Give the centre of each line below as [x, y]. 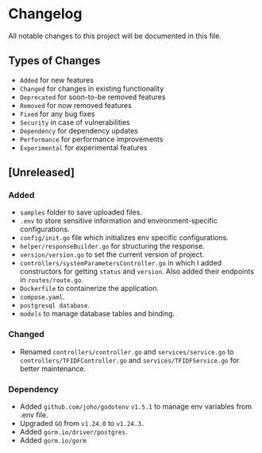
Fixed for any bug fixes [57, 114]
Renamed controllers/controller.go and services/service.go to [127, 351]
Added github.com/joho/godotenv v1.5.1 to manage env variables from [136, 407]
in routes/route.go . [51, 280]
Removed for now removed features [76, 105]
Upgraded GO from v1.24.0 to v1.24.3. [82, 424]
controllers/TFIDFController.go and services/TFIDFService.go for [129, 360]
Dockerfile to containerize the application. [89, 288]
